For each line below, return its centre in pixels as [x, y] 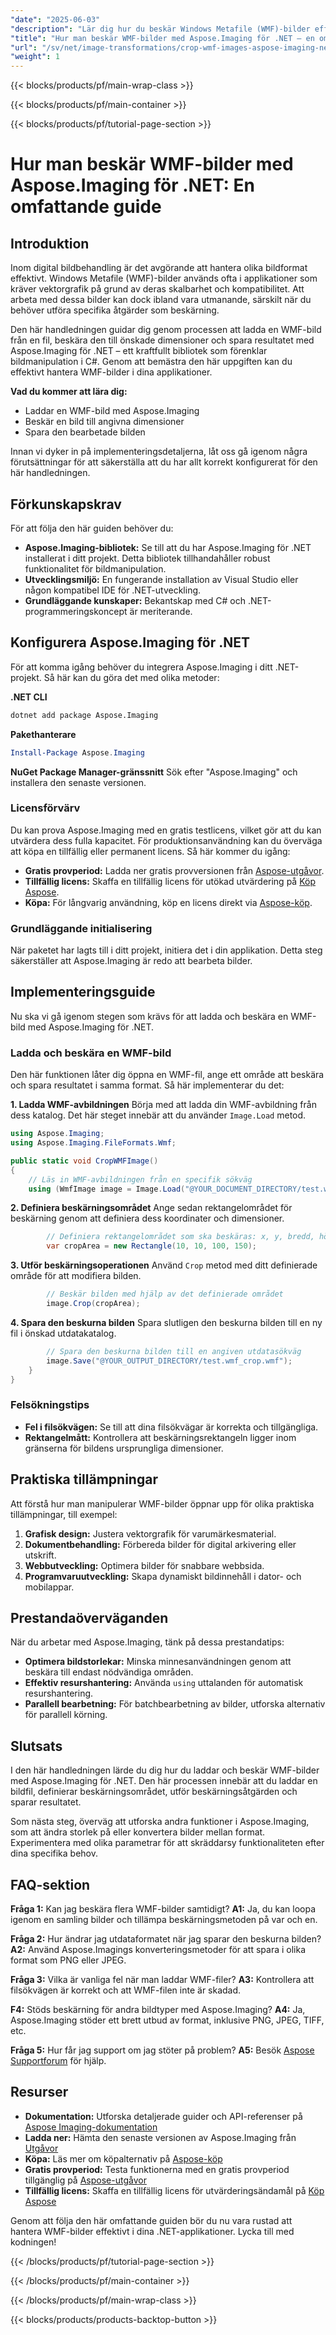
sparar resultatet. [46, 1802]
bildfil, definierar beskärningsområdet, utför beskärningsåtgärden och [154, 1792]
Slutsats [36, 1746]
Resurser [39, 2092]
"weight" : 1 [35, 57]
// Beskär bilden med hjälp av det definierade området [165, 1294]
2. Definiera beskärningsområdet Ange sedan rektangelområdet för [151, 1208]
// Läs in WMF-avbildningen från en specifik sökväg [140, 1179]
